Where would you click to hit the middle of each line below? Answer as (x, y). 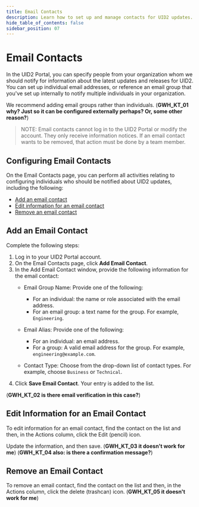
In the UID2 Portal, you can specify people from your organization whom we (99, 75)
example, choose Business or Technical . (73, 371)
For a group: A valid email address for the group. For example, (109, 348)
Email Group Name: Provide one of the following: (83, 287)
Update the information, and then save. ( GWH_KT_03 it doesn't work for (96, 446)
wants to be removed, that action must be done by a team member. (103, 142)
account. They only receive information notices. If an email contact (103, 136)
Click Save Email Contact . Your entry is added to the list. (85, 383)
